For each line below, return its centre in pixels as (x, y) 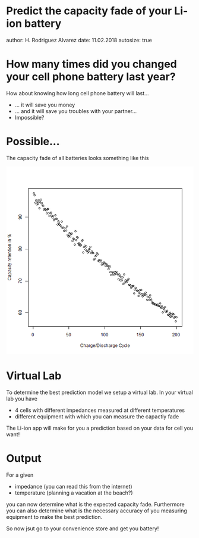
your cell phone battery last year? (91, 77)
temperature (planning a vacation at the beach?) (74, 493)
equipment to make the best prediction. (54, 517)
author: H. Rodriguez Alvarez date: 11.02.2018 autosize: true (79, 40)
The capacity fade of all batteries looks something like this (78, 158)
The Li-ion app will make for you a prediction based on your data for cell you (100, 428)
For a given (20, 475)
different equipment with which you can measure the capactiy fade (97, 416)
